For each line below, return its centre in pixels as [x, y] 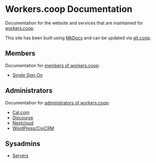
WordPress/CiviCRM [33, 128]
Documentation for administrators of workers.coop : [57, 102]
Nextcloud [23, 123]
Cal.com [21, 112]
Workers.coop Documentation [69, 9]
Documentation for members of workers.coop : [52, 65]
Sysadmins [23, 143]
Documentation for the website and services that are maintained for [74, 23]
